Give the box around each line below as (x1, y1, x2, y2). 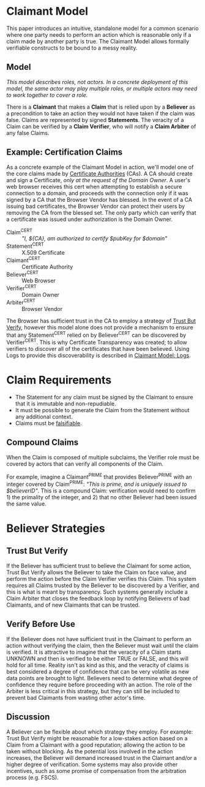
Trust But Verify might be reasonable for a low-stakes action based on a (6, 734, 188, 742)
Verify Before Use (6, 619, 75, 629)
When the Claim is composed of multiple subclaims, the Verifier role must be (6, 453, 199, 461)
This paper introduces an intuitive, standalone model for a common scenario (6, 25, 199, 32)
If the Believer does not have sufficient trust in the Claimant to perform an (6, 635, 192, 642)
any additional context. (15, 413, 73, 420)
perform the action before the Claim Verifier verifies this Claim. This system (6, 575, 197, 582)
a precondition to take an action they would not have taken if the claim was (6, 109, 195, 117)
